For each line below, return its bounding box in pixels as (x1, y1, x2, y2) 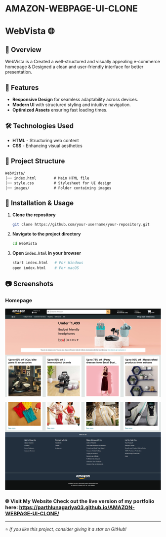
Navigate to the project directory (12, 231, 81, 237)
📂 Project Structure (5, 157, 65, 165)
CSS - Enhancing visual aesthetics (12, 143, 83, 149)
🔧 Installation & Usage (5, 199, 74, 207)
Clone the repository (12, 212, 56, 218)
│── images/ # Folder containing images (5, 186, 112, 191)
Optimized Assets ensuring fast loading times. (12, 107, 108, 113)
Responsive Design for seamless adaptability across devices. (12, 97, 138, 102)
